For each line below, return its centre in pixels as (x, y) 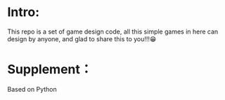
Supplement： (50, 70)
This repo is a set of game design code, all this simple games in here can (113, 31)
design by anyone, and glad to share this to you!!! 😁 (82, 38)
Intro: (24, 12)
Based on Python (32, 89)
